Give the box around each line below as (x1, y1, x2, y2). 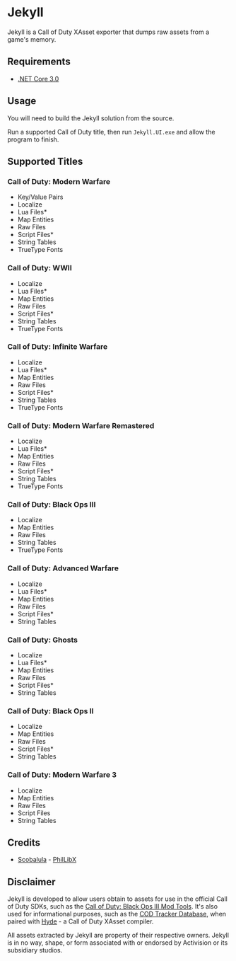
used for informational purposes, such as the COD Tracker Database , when (7, 910, 227, 919)
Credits (7, 836, 41, 849)
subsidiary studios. (7, 946, 63, 955)
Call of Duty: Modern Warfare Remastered (7, 420, 155, 430)
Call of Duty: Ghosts (7, 635, 78, 645)
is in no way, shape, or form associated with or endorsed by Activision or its (7, 938, 228, 947)
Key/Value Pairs (17, 192, 64, 202)
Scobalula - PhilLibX (17, 856, 77, 864)
